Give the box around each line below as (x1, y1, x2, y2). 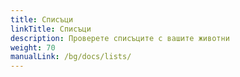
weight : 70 (10, 42, 56, 53)
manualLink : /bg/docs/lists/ (10, 52, 132, 62)
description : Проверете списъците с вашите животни (10, 33, 230, 43)
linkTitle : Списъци (10, 24, 92, 34)
